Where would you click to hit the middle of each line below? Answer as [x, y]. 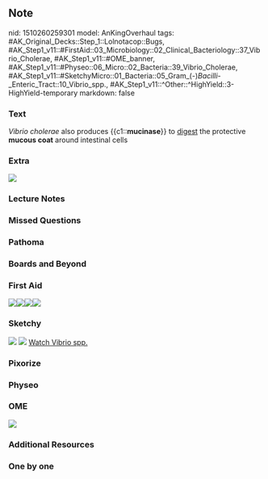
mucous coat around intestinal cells [68, 140]
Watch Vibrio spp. [58, 342]
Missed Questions [45, 221]
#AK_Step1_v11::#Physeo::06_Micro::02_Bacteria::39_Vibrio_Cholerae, [123, 67]
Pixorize [25, 363]
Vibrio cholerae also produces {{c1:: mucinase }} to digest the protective [127, 132]
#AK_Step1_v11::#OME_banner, [105, 58]
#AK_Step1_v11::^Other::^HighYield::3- [172, 84]
